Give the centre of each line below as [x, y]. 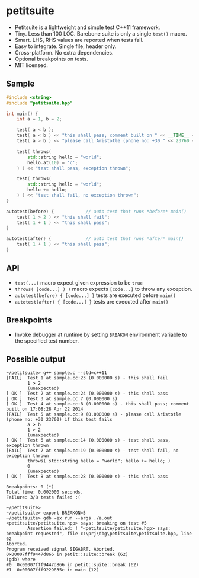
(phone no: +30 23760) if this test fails [59, 420]
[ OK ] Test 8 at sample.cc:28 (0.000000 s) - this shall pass [87, 477]
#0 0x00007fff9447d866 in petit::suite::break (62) [73, 565]
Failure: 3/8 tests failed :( [44, 497]
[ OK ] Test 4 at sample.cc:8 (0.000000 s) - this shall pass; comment [98, 404]
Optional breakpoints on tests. [52, 59]
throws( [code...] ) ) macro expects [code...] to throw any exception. [103, 289]
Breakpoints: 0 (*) [30, 487]
